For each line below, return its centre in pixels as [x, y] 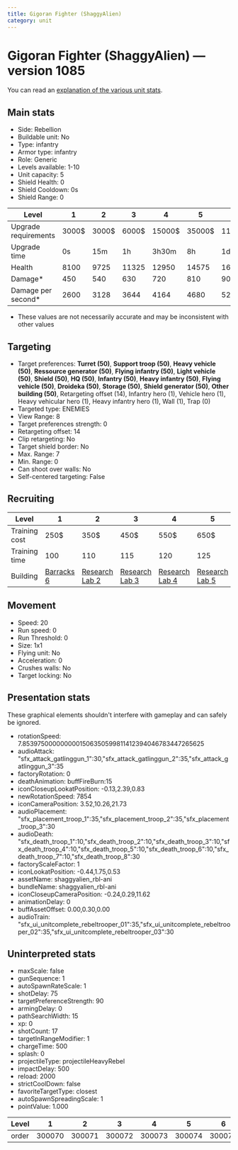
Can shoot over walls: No [54, 469]
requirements [33, 236]
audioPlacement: [42, 811]
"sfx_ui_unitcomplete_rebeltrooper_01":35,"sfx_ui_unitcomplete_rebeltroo [124, 924]
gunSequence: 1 [41, 979]
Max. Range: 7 [39, 454]
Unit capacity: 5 [41, 175]
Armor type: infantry [47, 152]
